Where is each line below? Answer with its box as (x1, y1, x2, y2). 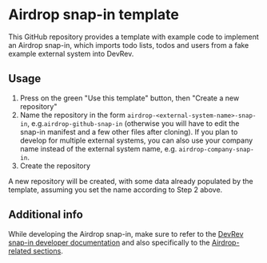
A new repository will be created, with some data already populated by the (8, 176, 253, 186)
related (8, 245, 32, 256)
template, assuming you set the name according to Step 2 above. (8, 185, 223, 194)
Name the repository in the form (19, 110, 126, 120)
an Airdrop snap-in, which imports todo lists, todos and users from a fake (8, 40, 249, 49)
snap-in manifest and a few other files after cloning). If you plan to (19, 127, 238, 136)
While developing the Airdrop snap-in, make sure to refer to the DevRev (8, 229, 244, 238)
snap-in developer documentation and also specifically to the (8, 237, 210, 247)
